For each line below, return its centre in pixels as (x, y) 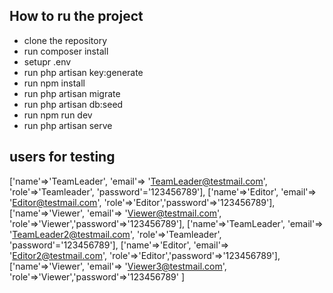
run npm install (54, 83)
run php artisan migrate (72, 93)
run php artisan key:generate (83, 72)
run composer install (66, 51)
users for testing (62, 157)
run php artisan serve (68, 125)
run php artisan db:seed (73, 104)
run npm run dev (58, 115)
